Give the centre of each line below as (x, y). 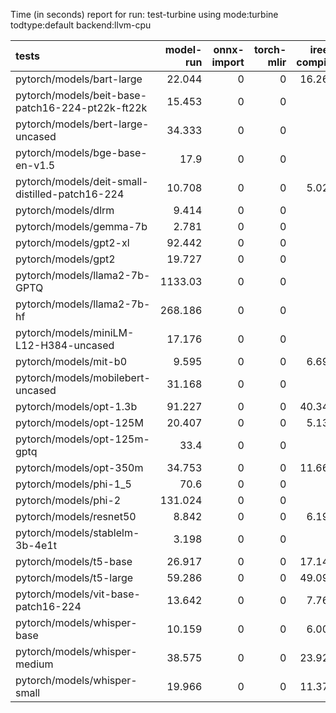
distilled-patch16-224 (70, 194)
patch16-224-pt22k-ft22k (81, 107)
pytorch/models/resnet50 (76, 516)
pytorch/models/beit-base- (81, 95)
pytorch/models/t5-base (74, 561)
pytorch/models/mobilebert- (83, 377)
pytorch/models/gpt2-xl (72, 242)
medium (34, 664)
